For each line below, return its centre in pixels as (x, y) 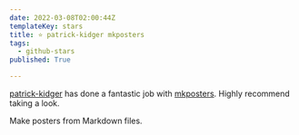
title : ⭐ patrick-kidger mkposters (77, 34)
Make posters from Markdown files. (76, 121)
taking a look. (35, 103)
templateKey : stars (46, 26)
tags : (20, 43)
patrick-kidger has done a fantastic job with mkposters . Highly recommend (150, 93)
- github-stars (46, 52)
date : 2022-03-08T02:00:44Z (63, 18)
